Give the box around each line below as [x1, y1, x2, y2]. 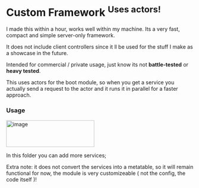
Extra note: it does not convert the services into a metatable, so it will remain [6, 163, 194, 170]
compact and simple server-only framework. [6, 32, 115, 39]
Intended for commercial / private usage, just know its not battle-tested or [6, 61, 189, 68]
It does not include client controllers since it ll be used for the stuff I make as [6, 43, 193, 50]
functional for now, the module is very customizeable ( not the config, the [6, 170, 186, 177]
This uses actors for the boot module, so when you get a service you [6, 79, 175, 86]
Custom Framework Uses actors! [6, 4, 162, 20]
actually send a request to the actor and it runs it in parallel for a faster [6, 85, 178, 93]
